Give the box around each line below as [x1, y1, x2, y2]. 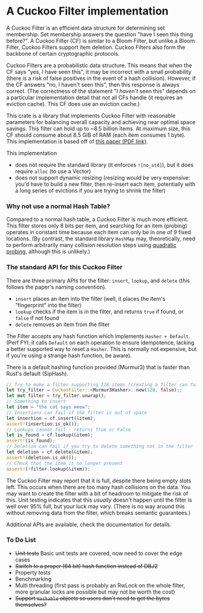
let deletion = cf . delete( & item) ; [6, 449, 94, 455]
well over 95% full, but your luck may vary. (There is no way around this [6, 502, 185, 510]
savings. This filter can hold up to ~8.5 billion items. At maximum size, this [6, 125, 190, 132]
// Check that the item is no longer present [6, 460, 123, 467]
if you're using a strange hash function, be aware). [6, 352, 132, 359]
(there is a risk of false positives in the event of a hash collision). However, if [6, 74, 196, 82]
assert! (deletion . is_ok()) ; [6, 454, 77, 461]
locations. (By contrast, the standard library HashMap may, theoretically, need [6, 235, 196, 243]
